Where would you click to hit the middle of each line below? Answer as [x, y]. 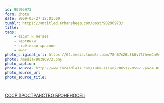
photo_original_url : [26, 55]
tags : [10, 32]
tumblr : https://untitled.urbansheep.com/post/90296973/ [64, 23]
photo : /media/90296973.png [34, 59]
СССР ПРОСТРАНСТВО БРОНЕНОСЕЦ [45, 95]
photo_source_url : [24, 73]
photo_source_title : [26, 77]
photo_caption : [20, 64]
